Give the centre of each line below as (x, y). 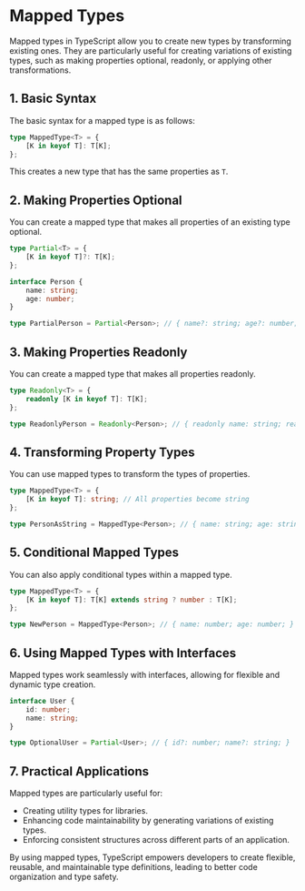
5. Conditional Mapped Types (94, 553)
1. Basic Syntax (53, 99)
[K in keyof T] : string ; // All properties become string (138, 500)
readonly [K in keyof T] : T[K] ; (87, 399)
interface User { (42, 701)
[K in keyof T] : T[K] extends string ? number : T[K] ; (132, 600)
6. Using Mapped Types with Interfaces (123, 653)
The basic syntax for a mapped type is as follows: (102, 120)
